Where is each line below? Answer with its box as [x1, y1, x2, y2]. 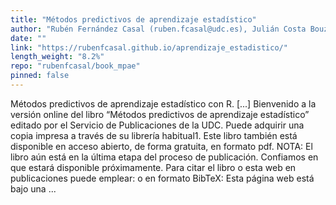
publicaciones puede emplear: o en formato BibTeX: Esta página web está [10, 172, 315, 184]
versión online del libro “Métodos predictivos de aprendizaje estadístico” [10, 108, 310, 120]
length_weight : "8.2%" [10, 52, 105, 62]
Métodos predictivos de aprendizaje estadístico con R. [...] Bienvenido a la [10, 97, 317, 110]
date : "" [10, 33, 47, 43]
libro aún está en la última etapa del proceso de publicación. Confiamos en [10, 151, 319, 163]
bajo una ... [10, 182, 57, 195]
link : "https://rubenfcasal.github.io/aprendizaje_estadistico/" [10, 42, 288, 53]
